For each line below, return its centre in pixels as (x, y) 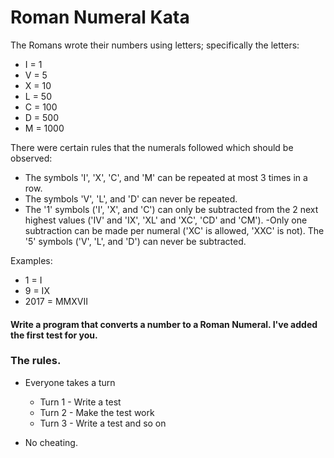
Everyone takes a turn (70, 382)
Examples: (31, 260)
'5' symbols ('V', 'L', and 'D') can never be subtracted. (135, 241)
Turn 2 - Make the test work (97, 412)
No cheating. (51, 442)
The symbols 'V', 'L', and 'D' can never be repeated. (131, 198)
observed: (31, 158)
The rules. (36, 361)
